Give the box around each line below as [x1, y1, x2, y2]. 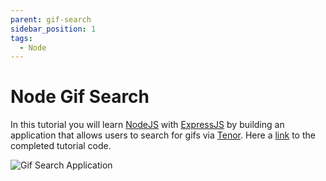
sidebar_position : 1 [10, 24, 97, 34]
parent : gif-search [10, 14, 92, 25]
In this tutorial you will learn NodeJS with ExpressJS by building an [10, 119, 285, 131]
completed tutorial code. [10, 140, 112, 152]
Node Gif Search [10, 86, 150, 108]
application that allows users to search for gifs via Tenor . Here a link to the [10, 129, 316, 141]
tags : [10, 33, 33, 43]
